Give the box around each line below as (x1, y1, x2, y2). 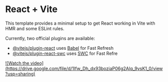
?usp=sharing (5, 70, 34, 76)
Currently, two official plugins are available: (5, 35, 95, 41)
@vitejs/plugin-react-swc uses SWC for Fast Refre (12, 50, 118, 56)
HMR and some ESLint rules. (5, 25, 65, 31)
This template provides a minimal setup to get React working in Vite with (5, 20, 155, 26)
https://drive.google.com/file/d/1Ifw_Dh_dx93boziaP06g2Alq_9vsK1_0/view (7, 65, 163, 71)
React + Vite (5, 4, 58, 15)
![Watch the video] (5, 60, 44, 66)
